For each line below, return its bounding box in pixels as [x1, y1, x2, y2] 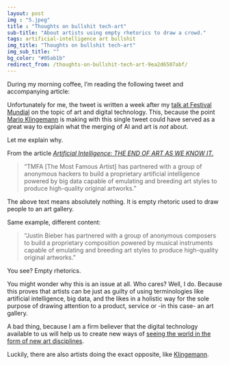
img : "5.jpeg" [7, 16, 51, 23]
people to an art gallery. [7, 204, 75, 213]
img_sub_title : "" [7, 49, 59, 56]
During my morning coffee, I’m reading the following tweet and [7, 80, 184, 88]
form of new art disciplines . [7, 337, 84, 345]
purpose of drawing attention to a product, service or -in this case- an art [7, 301, 214, 309]
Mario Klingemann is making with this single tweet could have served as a [7, 115, 215, 123]
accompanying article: [7, 87, 70, 95]
